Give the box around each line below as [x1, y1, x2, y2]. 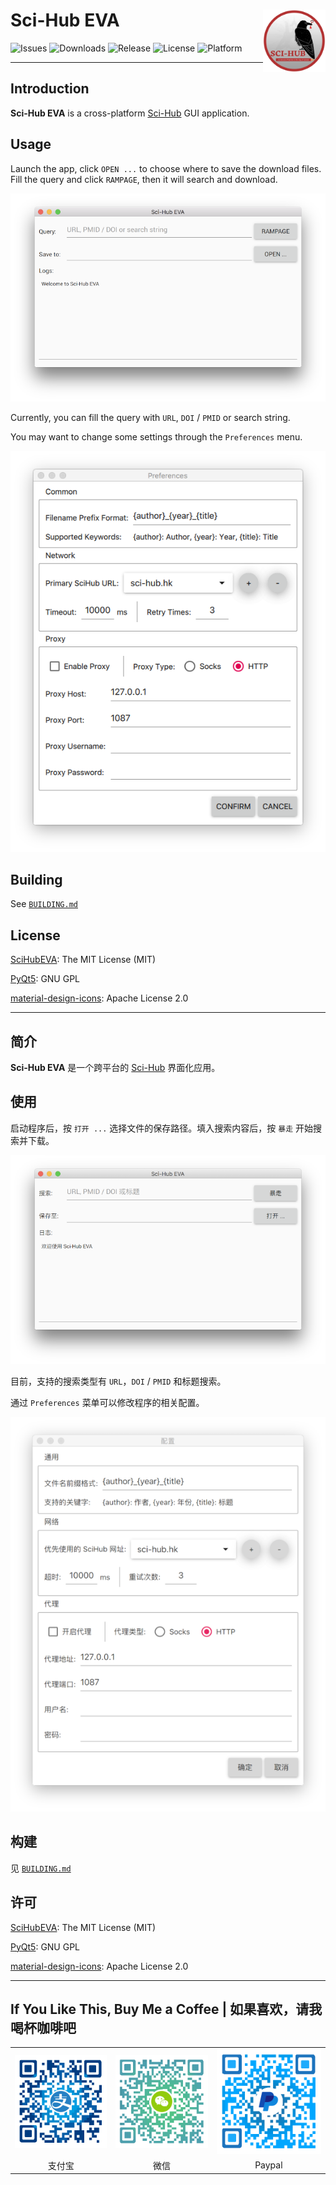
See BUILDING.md [10, 898, 78, 910]
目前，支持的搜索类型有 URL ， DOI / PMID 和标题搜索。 [10, 1375, 227, 1387]
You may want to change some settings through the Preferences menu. [10, 430, 303, 443]
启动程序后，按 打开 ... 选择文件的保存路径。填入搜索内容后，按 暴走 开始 [10, 1122, 313, 1134]
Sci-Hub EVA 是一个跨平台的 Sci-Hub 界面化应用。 [10, 1062, 221, 1073]
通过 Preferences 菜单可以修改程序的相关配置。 [10, 1396, 205, 1408]
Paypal [254, 2159, 283, 2171]
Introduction [10, 80, 90, 98]
